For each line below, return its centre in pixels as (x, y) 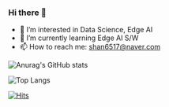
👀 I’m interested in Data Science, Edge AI (86, 30)
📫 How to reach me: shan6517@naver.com (90, 47)
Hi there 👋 (28, 13)
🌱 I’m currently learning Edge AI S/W (79, 38)
